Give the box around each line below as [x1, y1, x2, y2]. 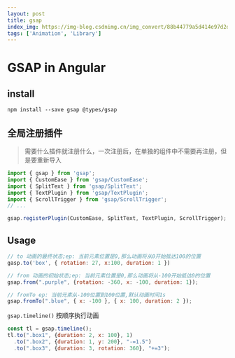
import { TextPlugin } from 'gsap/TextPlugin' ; [7, 189, 149, 196]
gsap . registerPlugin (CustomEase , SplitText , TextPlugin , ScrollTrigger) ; [7, 215, 227, 222]
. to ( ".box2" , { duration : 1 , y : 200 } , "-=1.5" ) [13, 338, 152, 345]
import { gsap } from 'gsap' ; [7, 170, 96, 177]
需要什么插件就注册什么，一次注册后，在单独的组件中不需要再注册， [24, 147, 221, 156]
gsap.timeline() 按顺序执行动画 [7, 311, 99, 319]
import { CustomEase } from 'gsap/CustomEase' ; [7, 176, 149, 183]
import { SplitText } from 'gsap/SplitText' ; [7, 183, 142, 190]
